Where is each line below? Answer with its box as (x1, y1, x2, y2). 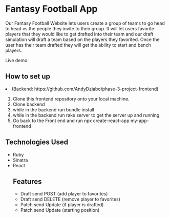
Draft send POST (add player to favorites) (20, 191, 108, 197)
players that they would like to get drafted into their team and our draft (5, 31, 154, 37)
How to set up (5, 72, 50, 81)
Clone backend (12, 101, 45, 107)
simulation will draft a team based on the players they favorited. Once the (5, 36, 160, 43)
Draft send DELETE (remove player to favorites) (20, 196, 120, 203)
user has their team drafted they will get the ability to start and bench (5, 42, 151, 48)
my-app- (130, 117, 150, 124)
